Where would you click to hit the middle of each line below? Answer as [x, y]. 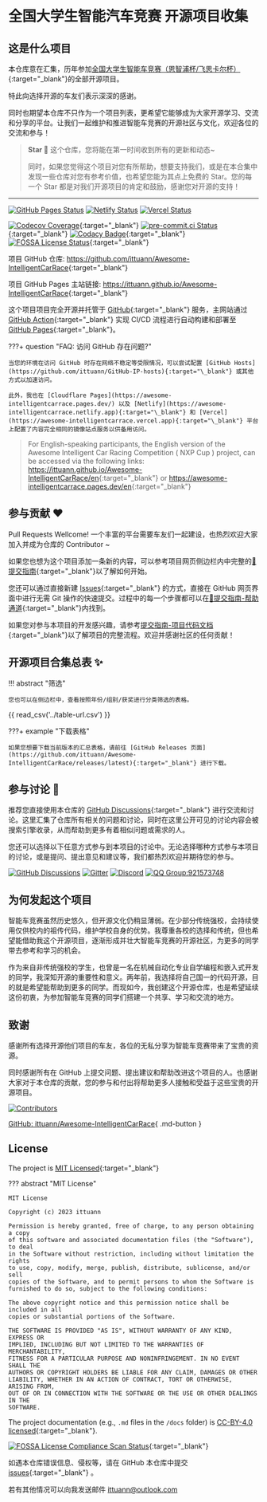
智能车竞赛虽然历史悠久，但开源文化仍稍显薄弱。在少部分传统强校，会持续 [130, 921]
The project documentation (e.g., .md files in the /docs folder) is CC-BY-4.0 [130, 1422]
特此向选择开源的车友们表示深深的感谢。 [74, 96]
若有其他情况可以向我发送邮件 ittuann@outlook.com [93, 1489]
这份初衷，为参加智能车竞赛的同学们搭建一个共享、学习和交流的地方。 [123, 997]
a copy [19, 1233]
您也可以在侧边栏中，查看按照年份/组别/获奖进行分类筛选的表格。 [101, 700]
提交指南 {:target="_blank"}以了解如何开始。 [80, 571]
